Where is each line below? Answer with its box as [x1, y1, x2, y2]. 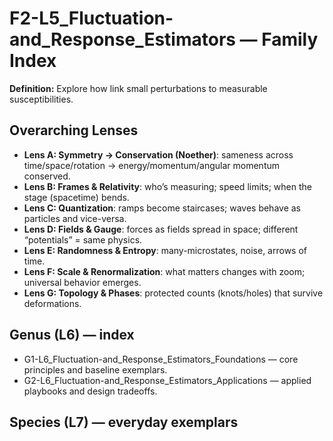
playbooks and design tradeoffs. [23, 385, 158, 397]
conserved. [23, 170, 71, 182]
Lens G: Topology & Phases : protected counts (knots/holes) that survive [23, 287, 324, 299]
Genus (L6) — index [9, 327, 135, 344]
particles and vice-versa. [23, 212, 127, 224]
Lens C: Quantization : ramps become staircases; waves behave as [23, 202, 301, 214]
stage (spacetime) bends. [23, 191, 130, 203]
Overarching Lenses [9, 122, 139, 139]
